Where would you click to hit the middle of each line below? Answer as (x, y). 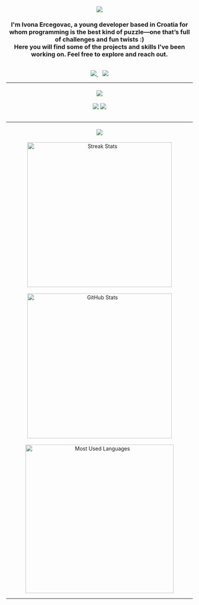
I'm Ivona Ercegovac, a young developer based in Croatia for (99, 25)
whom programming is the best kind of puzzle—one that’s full (99, 32)
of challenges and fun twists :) (99, 40)
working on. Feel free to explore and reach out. (99, 55)
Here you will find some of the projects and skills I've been (99, 47)
